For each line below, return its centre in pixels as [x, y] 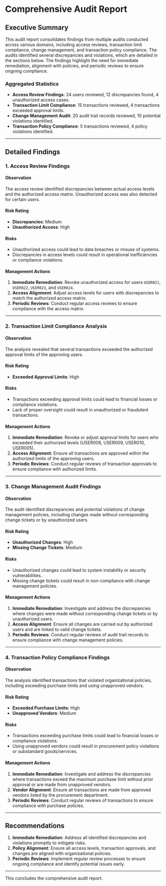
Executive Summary [37, 28]
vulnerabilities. [27, 575]
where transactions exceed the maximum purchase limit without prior [83, 779]
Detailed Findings [33, 152]
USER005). [23, 448]
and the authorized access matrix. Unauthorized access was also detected [81, 194]
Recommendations [35, 826]
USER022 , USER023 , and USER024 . [43, 288]
